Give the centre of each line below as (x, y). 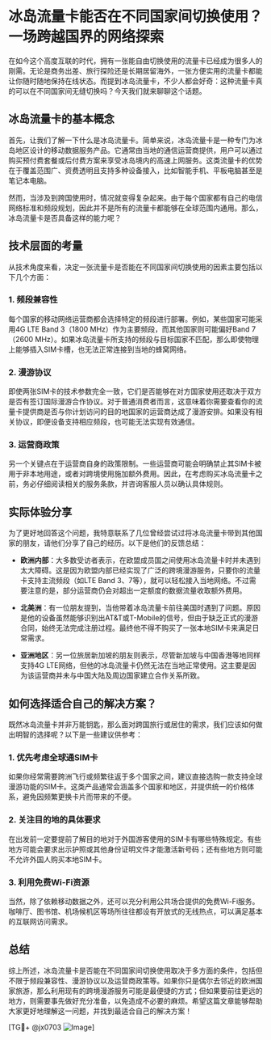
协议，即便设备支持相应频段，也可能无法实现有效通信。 (107, 422)
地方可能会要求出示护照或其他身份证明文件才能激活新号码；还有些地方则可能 (135, 849)
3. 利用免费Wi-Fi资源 (49, 882)
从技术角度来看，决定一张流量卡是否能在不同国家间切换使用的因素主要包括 (132, 267)
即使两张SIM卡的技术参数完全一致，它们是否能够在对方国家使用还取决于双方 (135, 391)
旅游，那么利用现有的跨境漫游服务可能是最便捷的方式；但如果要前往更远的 (139, 991)
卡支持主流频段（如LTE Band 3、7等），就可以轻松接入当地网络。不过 (135, 581)
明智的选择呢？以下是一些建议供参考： (79, 735)
